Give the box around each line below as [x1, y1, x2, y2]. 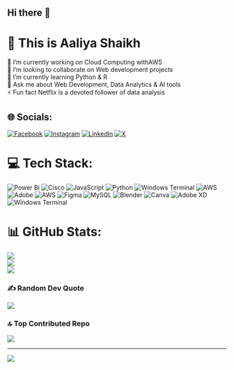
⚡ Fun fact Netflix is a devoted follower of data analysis [7, 88, 165, 96]
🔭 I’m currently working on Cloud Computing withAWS [7, 58, 162, 66]
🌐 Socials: [7, 111, 53, 123]
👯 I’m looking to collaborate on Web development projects [7, 66, 173, 74]
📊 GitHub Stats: [7, 224, 102, 240]
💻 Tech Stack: [7, 155, 93, 171]
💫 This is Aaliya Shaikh [7, 35, 141, 51]
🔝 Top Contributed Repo [7, 319, 91, 328]
